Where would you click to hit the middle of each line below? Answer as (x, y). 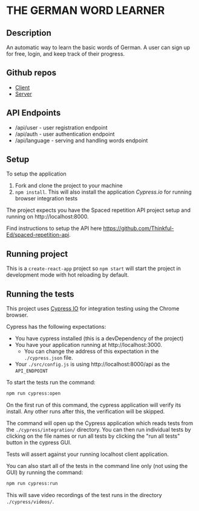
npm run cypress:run (32, 483)
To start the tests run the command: (51, 383)
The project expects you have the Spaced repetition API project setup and (98, 210)
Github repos (31, 73)
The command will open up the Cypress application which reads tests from (100, 423)
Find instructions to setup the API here (54, 228)
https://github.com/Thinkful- (139, 228)
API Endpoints (34, 113)
